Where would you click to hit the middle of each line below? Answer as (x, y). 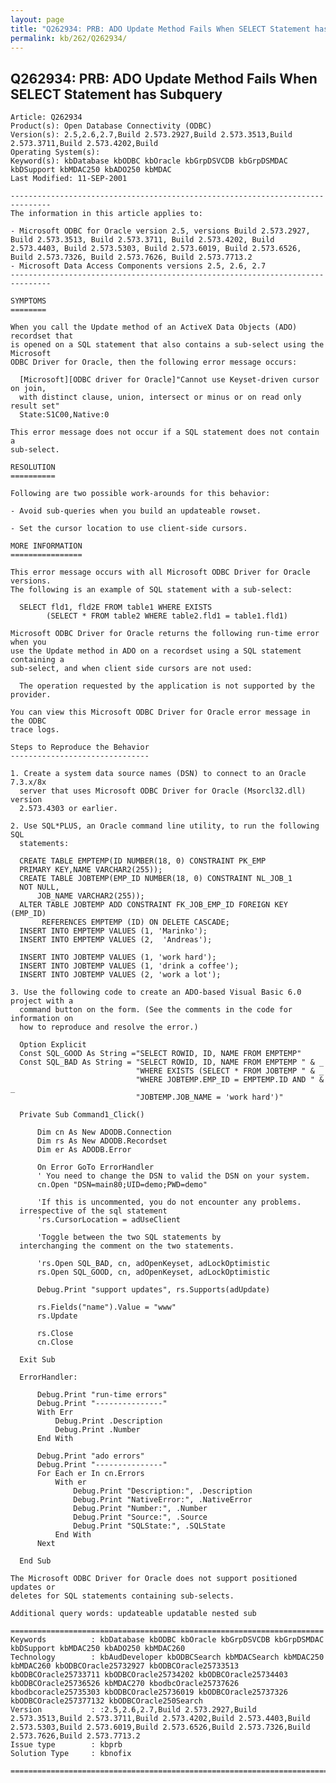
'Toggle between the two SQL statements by (129, 1237)
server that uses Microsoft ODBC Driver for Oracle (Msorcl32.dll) (163, 791)
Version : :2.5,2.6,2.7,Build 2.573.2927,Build (133, 1710)
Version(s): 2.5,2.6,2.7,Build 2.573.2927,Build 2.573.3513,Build (151, 135)
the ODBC (28, 721)
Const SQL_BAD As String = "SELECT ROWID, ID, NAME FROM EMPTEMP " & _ (172, 1062)
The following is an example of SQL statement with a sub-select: (151, 590)
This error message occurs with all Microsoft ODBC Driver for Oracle (160, 572)
